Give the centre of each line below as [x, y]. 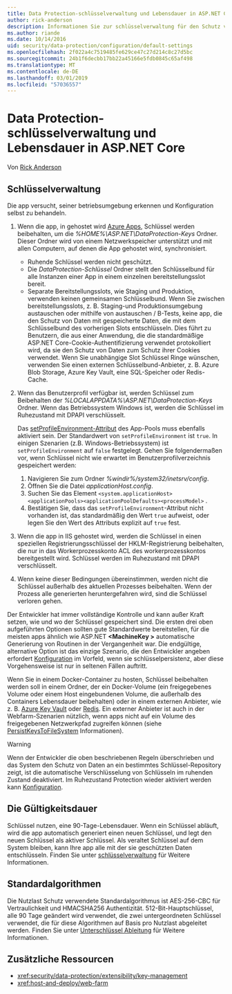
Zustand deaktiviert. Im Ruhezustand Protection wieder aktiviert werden [109, 780]
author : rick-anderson [40, 20]
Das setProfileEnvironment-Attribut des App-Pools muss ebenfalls [111, 428]
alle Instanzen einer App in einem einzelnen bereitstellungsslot [116, 277]
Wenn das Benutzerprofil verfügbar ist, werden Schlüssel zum [106, 393]
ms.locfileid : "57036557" [44, 84]
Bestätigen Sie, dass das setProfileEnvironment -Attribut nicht [115, 508]
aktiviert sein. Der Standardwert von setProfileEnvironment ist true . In [117, 436]
